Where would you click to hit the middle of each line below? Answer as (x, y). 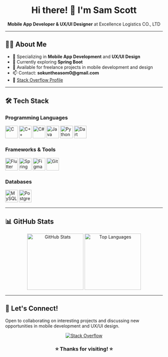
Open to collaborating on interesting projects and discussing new (72, 320)
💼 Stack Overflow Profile (38, 80)
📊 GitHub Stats (29, 222)
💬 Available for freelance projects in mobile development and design (83, 67)
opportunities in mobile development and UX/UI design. (62, 326)
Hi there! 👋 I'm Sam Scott (84, 10)
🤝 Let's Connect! (32, 309)
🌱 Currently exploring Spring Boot (47, 61)
